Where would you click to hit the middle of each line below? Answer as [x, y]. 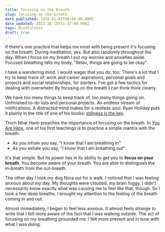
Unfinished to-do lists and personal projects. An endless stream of [73, 103]
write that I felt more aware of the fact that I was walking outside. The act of [82, 214]
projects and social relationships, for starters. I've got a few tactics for [76, 83]
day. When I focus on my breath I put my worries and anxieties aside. [75, 57]
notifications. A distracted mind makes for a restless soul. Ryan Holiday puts [82, 108]
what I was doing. [23, 224]
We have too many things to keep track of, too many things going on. [75, 97]
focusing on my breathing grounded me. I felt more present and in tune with [82, 219]
